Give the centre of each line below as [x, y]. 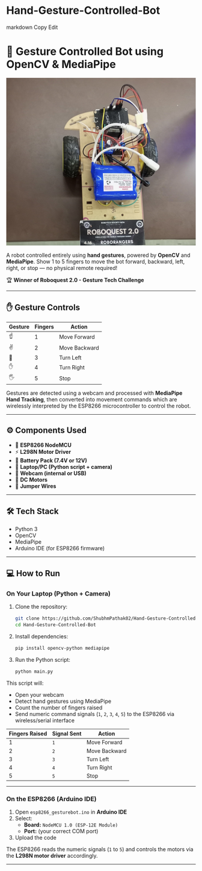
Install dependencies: [41, 636]
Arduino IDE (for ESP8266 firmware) [60, 548]
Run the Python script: [43, 659]
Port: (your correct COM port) [61, 831]
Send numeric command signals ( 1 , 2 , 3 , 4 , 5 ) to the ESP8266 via [94, 714]
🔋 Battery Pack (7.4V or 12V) [51, 460]
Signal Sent [67, 734]
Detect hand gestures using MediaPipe [63, 701]
